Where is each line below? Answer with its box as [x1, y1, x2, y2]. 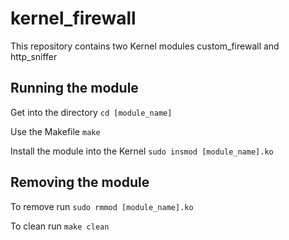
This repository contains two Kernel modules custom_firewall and [10, 40, 280, 52]
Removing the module [10, 174, 150, 191]
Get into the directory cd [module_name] [10, 106, 173, 118]
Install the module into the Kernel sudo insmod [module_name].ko [10, 145, 274, 157]
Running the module [10, 80, 139, 97]
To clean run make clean [10, 220, 110, 232]
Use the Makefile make [10, 125, 101, 137]
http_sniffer [10, 50, 58, 62]
